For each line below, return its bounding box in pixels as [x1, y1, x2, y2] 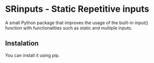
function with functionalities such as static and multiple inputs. [5, 25, 133, 31]
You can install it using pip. [5, 52, 60, 58]
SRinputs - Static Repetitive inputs [5, 3, 150, 15]
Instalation [5, 39, 39, 48]
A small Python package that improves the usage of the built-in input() [5, 20, 149, 26]
